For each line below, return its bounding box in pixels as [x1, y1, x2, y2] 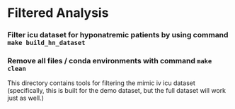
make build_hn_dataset [7, 39, 86, 47]
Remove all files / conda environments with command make [7, 56, 212, 66]
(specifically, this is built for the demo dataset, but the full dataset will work [7, 86, 227, 95]
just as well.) [7, 94, 45, 103]
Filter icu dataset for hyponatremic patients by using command [7, 30, 229, 40]
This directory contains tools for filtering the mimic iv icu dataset [7, 79, 196, 87]
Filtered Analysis [7, 5, 109, 21]
